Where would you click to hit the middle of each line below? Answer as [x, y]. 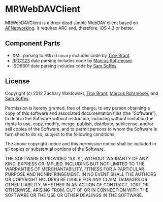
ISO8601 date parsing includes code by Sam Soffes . [65, 66]
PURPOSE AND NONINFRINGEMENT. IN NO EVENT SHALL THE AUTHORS [81, 174]
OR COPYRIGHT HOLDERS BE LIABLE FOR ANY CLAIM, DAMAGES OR [76, 179]
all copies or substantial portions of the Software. [55, 149]
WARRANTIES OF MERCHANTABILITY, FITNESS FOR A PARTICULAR [75, 169]
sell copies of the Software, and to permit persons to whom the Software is [81, 129]
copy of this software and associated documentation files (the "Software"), [81, 113]
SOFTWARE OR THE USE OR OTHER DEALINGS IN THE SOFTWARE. [74, 195]
